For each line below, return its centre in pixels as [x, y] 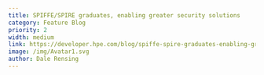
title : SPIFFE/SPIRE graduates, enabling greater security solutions [125, 15]
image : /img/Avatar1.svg [49, 52]
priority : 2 [27, 30]
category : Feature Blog [47, 23]
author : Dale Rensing [44, 59]
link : [17, 45]
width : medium [31, 37]
